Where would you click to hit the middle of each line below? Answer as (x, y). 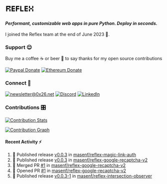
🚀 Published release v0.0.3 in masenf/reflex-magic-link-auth (74, 155)
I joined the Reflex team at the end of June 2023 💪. (57, 35)
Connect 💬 (18, 83)
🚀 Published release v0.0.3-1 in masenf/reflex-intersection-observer (82, 176)
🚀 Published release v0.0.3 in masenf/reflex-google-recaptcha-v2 (80, 160)
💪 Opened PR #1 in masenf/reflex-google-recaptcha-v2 (69, 171)
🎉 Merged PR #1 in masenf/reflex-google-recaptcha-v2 (69, 165)
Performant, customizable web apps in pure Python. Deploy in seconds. (82, 23)
